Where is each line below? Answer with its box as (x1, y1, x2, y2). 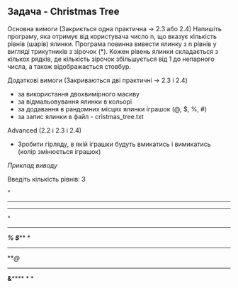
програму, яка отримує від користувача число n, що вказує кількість (7, 32, 217, 40)
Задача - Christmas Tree (7, 6, 120, 18)
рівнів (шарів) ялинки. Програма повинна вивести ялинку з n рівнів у (7, 39, 217, 48)
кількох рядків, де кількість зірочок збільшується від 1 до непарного (7, 55, 215, 63)
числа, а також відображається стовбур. (7, 62, 131, 70)
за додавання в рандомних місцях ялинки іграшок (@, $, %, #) (17, 104, 208, 113)
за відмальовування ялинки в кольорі (17, 97, 132, 106)
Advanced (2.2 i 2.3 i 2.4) (7, 126, 82, 134)
